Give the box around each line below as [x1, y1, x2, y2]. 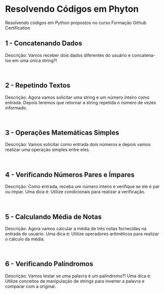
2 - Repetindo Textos [5, 81, 70, 89]
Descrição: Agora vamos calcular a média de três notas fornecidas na [5, 226, 147, 232]
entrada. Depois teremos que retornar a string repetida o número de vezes [5, 99, 156, 105]
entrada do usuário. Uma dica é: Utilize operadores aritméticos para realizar [5, 231, 159, 236]
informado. [5, 105, 28, 111]
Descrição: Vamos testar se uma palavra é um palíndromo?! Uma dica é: [5, 273, 152, 279]
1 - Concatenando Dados [5, 39, 82, 48]
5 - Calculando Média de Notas [5, 212, 102, 221]
